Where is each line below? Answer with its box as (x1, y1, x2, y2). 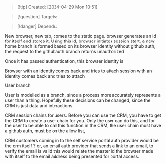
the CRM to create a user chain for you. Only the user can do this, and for (5, 118, 155, 123)
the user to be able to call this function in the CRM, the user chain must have (5, 123, 162, 128)
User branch (5, 82, 31, 88)
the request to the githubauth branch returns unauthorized (5, 49, 124, 54)
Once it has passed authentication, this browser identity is (5, 58, 124, 64)
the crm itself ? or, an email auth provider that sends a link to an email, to (5, 143, 154, 149)
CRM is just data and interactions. (5, 103, 74, 108)
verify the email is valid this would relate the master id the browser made (5, 148, 154, 154)
